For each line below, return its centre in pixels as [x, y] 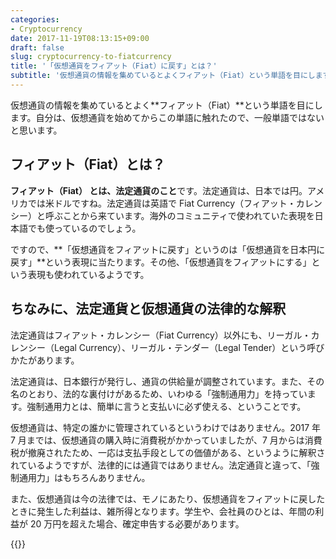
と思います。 [36, 130]
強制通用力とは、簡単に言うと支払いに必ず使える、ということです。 [166, 406]
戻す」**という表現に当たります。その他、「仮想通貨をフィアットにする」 [161, 262]
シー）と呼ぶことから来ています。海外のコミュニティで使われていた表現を [162, 215]
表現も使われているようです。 [88, 274]
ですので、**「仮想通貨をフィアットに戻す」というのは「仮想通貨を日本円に [168, 249]
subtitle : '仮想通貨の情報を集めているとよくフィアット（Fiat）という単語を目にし [163, 76]
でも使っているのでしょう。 [84, 228]
